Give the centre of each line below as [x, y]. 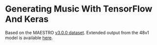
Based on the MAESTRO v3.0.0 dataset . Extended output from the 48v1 [77, 32]
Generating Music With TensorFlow [79, 9]
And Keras [27, 19]
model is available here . [29, 38]
